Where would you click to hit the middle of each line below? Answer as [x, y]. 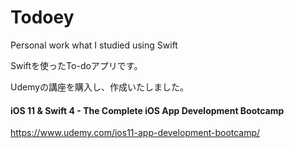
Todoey [42, 17]
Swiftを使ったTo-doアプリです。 [76, 65]
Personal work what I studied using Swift [94, 45]
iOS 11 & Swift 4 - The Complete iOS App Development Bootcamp [147, 110]
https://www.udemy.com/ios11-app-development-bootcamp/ [135, 133]
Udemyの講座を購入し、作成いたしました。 [100, 87]
